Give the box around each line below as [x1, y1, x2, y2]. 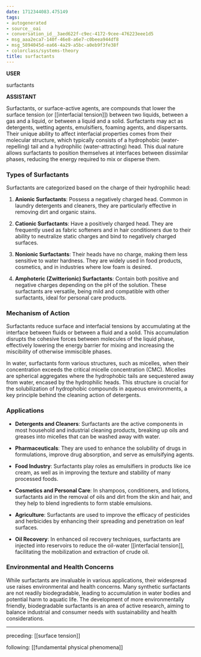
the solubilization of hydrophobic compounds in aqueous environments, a [6, 385, 187, 392]
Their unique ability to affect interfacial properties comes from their [6, 130, 172, 137]
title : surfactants [6, 53, 55, 59]
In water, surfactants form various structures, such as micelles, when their [6, 360, 190, 367]
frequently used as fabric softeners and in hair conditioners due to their [14, 226, 191, 234]
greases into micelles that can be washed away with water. [14, 432, 160, 440]
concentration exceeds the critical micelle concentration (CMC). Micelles [6, 366, 186, 373]
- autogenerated [6, 20, 47, 26]
